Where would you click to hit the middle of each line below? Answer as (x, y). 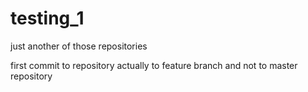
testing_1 (47, 18)
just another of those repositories (79, 46)
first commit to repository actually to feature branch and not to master (154, 65)
